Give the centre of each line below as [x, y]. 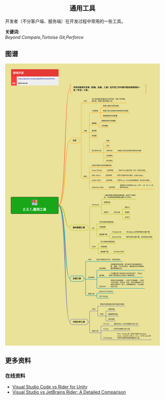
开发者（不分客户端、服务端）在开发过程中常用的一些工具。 [65, 21]
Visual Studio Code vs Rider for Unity [50, 387]
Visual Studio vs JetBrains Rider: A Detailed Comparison [69, 392]
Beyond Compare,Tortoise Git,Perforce [44, 37]
